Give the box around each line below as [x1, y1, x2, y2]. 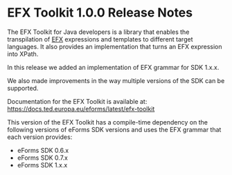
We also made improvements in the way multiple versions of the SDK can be [7, 76, 225, 84]
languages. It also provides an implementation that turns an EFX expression [7, 42, 223, 50]
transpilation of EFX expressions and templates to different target [7, 35, 193, 43]
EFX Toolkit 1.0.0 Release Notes [7, 5, 193, 21]
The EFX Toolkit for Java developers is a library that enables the [7, 28, 190, 36]
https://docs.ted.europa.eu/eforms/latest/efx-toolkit [7, 104, 155, 113]
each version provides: [7, 133, 73, 141]
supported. [7, 84, 39, 92]
